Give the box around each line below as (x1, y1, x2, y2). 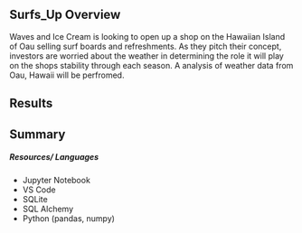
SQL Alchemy (22, 203, 74, 214)
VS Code (22, 184, 56, 195)
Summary (9, 126, 66, 142)
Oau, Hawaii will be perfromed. (9, 70, 125, 80)
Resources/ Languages (9, 152, 99, 163)
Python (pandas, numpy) (22, 212, 116, 224)
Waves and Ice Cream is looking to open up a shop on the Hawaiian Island (9, 31, 286, 42)
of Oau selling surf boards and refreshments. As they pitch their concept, (9, 41, 282, 51)
